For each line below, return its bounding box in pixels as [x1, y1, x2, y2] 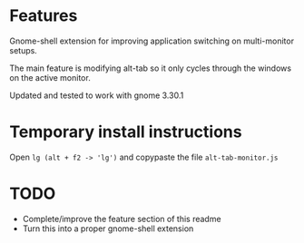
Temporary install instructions [9, 121, 242, 142]
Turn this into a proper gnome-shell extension [22, 223, 194, 234]
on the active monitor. [9, 72, 91, 83]
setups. [9, 44, 38, 55]
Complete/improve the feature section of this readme [22, 213, 221, 224]
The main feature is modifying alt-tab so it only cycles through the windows [9, 63, 292, 73]
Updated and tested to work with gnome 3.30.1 [9, 90, 184, 101]
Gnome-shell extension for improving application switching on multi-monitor [9, 35, 295, 46]
